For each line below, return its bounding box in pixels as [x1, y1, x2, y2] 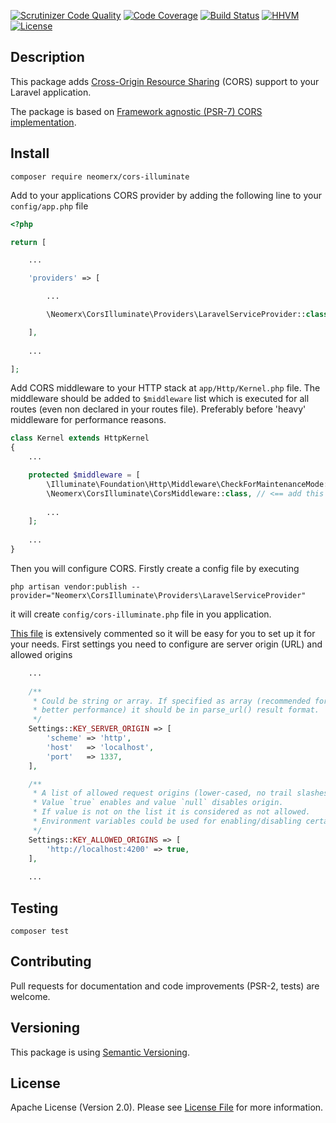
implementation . [10, 116, 77, 128]
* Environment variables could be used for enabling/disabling [32, 816, 302, 826]
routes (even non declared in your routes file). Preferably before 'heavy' [10, 403, 307, 415]
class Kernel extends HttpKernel [10, 433, 150, 444]
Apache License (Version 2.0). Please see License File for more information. [10, 1101, 324, 1114]
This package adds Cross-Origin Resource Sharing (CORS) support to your [10, 75, 320, 87]
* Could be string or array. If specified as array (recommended [32, 696, 311, 706]
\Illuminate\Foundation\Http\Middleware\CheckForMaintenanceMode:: [46, 479, 333, 489]
